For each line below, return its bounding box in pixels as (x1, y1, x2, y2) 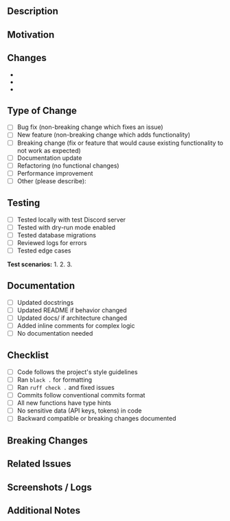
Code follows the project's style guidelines (16, 367, 138, 376)
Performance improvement (16, 169, 93, 177)
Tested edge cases (16, 246, 71, 255)
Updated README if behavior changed (16, 305, 127, 314)
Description (7, 5, 58, 17)
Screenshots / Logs (7, 481, 93, 493)
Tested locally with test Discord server (16, 216, 126, 224)
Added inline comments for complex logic (16, 321, 135, 329)
